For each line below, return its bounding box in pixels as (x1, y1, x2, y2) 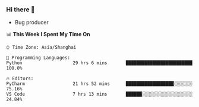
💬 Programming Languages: (6, 55, 70, 61)
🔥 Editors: (6, 75, 34, 82)
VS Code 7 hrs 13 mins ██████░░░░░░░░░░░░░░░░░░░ (6, 92, 193, 97)
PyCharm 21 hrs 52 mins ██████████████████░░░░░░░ (6, 81, 193, 87)
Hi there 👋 (6, 5, 36, 14)
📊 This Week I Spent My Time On (6, 31, 90, 38)
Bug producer (14, 19, 49, 26)
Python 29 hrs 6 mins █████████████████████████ (6, 60, 193, 66)
